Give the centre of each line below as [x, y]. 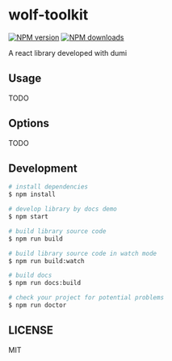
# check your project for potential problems [86, 298]
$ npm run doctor [38, 305]
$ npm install [32, 195]
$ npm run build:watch [46, 261]
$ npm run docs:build [45, 283]
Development [43, 168]
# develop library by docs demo [63, 209]
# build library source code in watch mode [83, 253]
